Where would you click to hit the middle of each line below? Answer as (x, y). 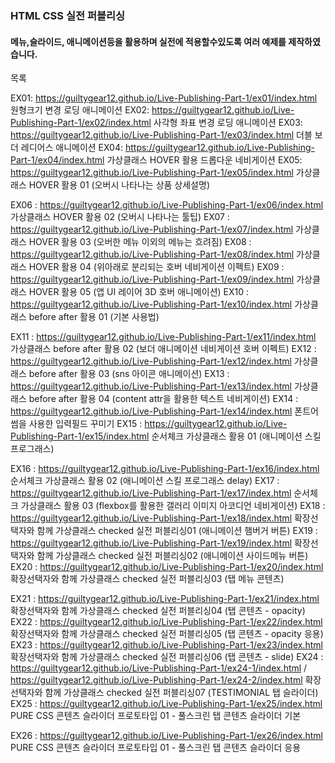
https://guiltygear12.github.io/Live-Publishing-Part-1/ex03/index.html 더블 (161, 135)
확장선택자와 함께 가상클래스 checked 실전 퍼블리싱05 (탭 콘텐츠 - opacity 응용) (167, 634)
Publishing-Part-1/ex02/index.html (81, 123)
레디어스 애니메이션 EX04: (72, 148)
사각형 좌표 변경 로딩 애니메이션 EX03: (228, 123)
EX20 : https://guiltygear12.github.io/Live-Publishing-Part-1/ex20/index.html (167, 567)
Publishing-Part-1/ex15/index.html (80, 436)
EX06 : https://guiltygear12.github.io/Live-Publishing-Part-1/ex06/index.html (167, 205)
